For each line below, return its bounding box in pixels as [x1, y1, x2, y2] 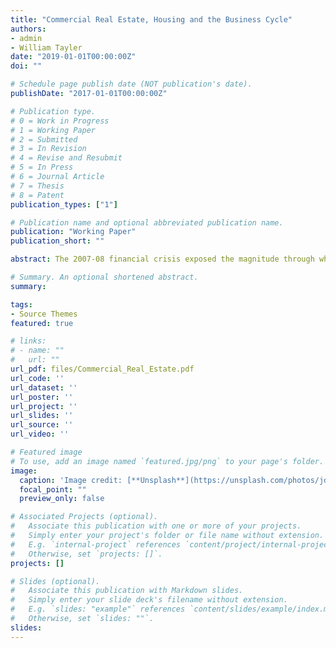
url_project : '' [10, 401, 78, 411]
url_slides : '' [10, 411, 74, 421]
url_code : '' [10, 373, 65, 383]
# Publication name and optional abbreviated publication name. [10, 217, 284, 228]
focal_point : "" [19, 484, 87, 495]
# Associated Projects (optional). [10, 512, 159, 522]
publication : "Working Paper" [10, 227, 137, 237]
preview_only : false [19, 494, 105, 504]
